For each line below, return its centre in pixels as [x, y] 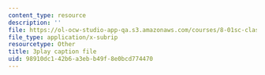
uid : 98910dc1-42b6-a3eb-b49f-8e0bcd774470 [81, 59]
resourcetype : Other [42, 45]
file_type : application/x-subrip [63, 37]
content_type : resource [47, 15]
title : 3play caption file [52, 52]
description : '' [35, 23]
